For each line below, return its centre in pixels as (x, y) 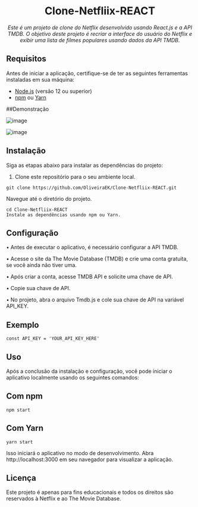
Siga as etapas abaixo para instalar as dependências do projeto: (85, 165)
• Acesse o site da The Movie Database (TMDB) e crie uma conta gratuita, (97, 259)
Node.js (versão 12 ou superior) (53, 91)
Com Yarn (25, 428)
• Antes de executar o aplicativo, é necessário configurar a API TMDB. (92, 247)
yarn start (20, 442)
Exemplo (23, 325)
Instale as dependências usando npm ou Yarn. (63, 215)
